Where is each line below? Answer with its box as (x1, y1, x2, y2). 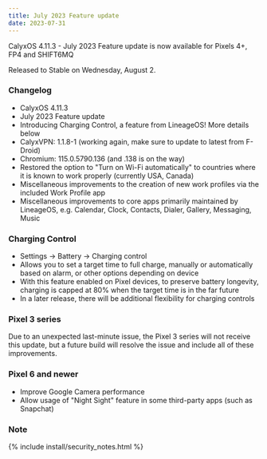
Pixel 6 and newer (8, 369, 79, 380)
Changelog (8, 85, 52, 96)
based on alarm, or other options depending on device (19, 268, 199, 278)
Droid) (19, 145, 41, 155)
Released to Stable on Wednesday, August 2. (8, 65, 156, 74)
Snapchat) (19, 404, 54, 413)
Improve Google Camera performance (19, 386, 145, 396)
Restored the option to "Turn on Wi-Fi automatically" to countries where (19, 162, 257, 172)
